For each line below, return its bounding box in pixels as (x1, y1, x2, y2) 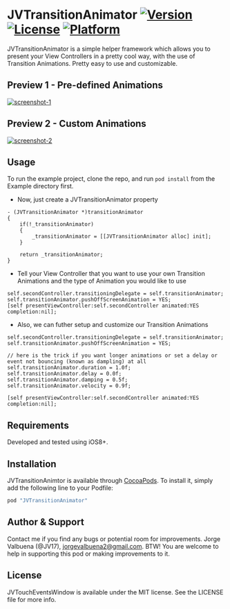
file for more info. (7, 595, 57, 603)
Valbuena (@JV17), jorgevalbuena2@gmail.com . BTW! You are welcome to (7, 542, 219, 550)
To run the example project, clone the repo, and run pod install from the (7, 175, 215, 183)
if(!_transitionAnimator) (19, 221, 95, 228)
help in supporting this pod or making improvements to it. (7, 549, 171, 558)
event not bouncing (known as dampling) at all (7, 358, 147, 365)
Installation (7, 458, 57, 470)
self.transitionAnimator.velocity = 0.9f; (7, 382, 131, 389)
